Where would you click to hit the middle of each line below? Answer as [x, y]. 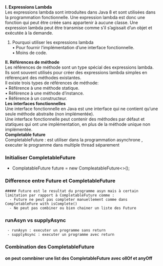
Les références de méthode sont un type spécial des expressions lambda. [79, 67]
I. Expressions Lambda [29, 7]
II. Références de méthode [32, 62]
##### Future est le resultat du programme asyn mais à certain [72, 191]
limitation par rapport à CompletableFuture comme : [60, 195]
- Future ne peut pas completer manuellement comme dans [69, 199]
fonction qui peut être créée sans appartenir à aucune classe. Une [71, 22]
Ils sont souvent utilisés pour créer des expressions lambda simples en [76, 72]
